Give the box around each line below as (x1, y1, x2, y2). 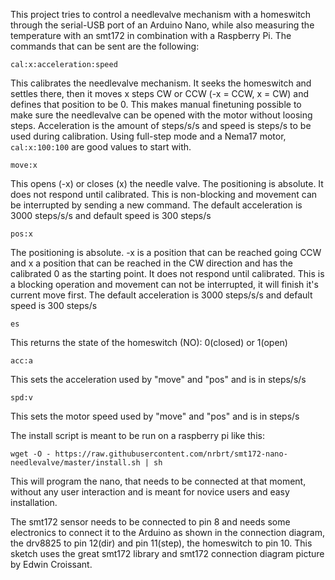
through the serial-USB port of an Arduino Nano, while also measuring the (10, 19, 315, 31)
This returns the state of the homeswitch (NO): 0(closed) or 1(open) (10, 337, 288, 348)
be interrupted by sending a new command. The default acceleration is (10, 199, 303, 211)
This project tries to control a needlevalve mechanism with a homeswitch (10, 9, 312, 20)
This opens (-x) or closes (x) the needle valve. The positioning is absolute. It (10, 178, 324, 189)
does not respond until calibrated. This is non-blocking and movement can (10, 189, 318, 200)
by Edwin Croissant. (10, 559, 93, 570)
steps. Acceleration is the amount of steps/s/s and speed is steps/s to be (10, 120, 312, 131)
